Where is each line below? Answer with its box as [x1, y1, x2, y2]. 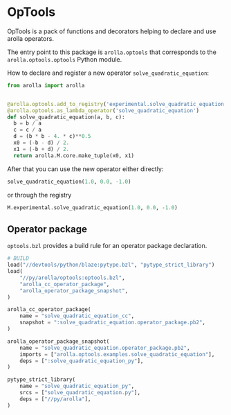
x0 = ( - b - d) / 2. [13, 139, 70, 146]
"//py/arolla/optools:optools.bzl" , [19, 274, 126, 281]
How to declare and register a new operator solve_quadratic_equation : [7, 69, 210, 77]
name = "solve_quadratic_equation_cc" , [19, 312, 135, 319]
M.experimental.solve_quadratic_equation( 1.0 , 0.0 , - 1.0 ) [7, 204, 178, 211]
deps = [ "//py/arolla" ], [19, 396, 91, 403]
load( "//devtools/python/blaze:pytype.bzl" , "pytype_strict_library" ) [7, 261, 215, 269]
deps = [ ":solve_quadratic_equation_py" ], [19, 357, 144, 364]
